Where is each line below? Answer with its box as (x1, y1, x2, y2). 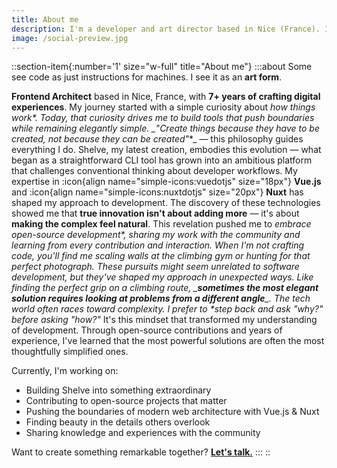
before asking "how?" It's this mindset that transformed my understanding (11, 314, 318, 326)
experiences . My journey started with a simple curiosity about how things (11, 101, 316, 113)
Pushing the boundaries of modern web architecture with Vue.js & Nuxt (25, 406, 320, 418)
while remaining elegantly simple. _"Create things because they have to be (11, 122, 321, 135)
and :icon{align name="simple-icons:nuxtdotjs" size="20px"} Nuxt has (11, 186, 304, 198)
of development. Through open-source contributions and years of (11, 324, 283, 336)
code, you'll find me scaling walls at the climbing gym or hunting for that (11, 250, 311, 262)
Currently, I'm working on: (11, 365, 119, 377)
